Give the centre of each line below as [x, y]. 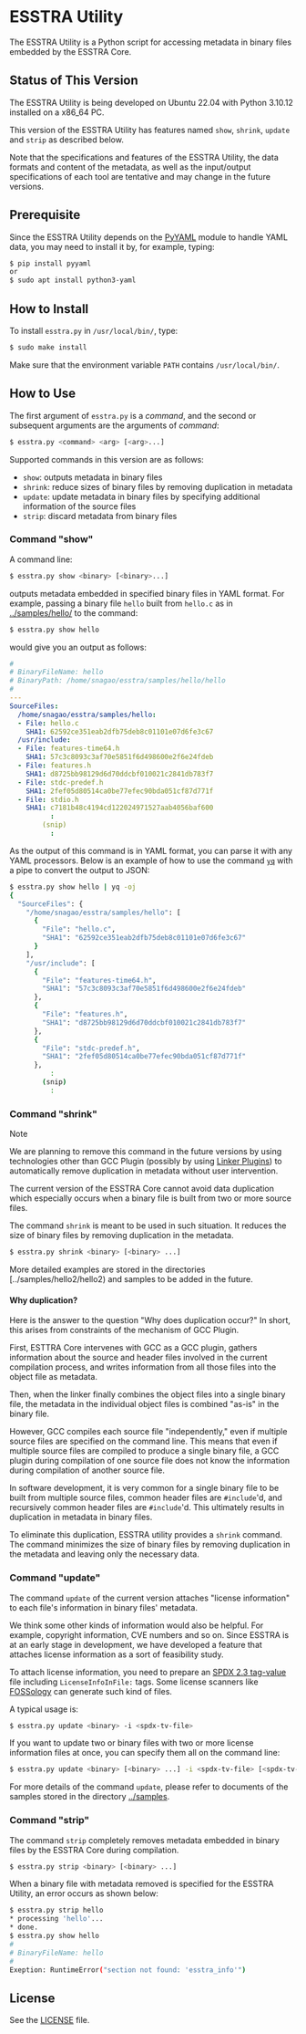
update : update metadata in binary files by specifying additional [141, 496]
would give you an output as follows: [78, 647]
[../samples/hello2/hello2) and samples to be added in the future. [131, 1279]
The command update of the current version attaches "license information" [150, 1598]
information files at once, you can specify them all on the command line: [145, 1753]
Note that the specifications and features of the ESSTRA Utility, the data [144, 157]
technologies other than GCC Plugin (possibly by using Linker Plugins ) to [146, 1162]
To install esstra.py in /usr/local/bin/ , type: [94, 331]
